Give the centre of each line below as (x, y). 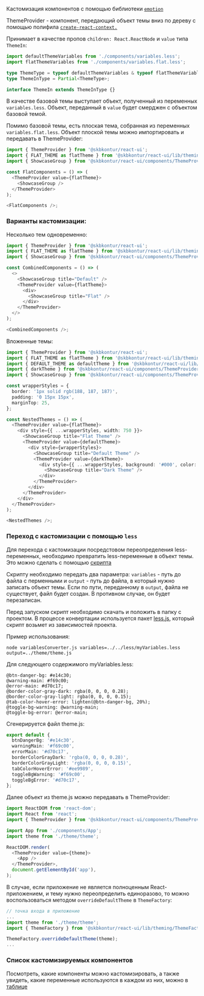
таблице (17, 986)
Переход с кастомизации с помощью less (72, 536)
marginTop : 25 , (31, 403)
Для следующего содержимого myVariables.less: (70, 664)
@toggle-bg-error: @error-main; (47, 712)
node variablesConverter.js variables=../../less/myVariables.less (93, 647)
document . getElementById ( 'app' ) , (54, 870)
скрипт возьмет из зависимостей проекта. (62, 624)
